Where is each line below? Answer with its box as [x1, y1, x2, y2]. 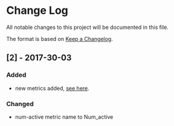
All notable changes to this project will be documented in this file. [6, 24, 169, 31]
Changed [6, 99, 34, 108]
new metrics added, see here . [14, 84, 89, 92]
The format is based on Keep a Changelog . [6, 35, 113, 42]
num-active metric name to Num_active [14, 113, 114, 121]
